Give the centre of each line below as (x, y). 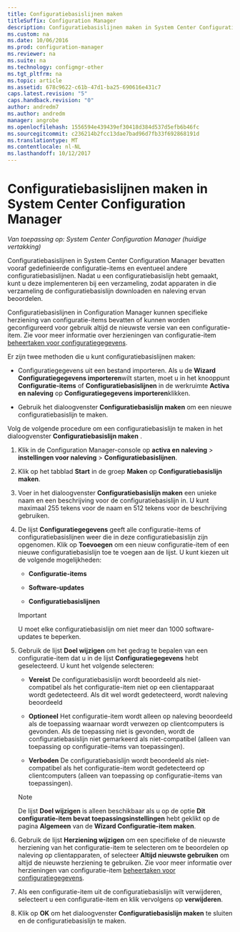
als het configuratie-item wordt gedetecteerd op (134, 768)
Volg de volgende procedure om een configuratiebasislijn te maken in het (115, 428)
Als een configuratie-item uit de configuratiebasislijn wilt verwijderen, (120, 891)
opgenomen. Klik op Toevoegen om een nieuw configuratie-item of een (124, 545)
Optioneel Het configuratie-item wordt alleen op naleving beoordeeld (130, 716)
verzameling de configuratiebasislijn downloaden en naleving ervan (107, 291)
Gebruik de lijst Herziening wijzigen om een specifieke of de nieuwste (122, 840)
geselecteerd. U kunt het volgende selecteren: (86, 665)
